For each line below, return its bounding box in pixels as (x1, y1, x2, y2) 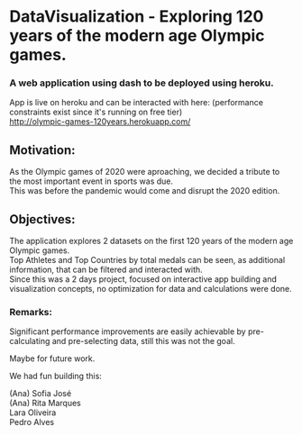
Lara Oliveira (9, 407, 57, 418)
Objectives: (9, 212, 76, 227)
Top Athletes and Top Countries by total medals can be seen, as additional (9, 255, 286, 266)
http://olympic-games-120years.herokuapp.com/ (9, 116, 191, 127)
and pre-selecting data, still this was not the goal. (51, 336, 236, 347)
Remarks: (9, 306, 52, 319)
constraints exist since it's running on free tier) (9, 106, 183, 118)
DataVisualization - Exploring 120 (9, 6, 264, 27)
